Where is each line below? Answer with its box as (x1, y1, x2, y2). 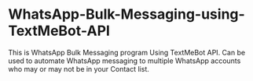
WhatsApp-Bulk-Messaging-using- (8, 5, 245, 23)
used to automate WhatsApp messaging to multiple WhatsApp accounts (8, 56, 241, 65)
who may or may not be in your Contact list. (8, 64, 149, 73)
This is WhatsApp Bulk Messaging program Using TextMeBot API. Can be (8, 48, 246, 57)
